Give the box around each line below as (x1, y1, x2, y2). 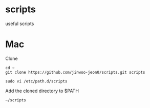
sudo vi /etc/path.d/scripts (5, 78, 68, 84)
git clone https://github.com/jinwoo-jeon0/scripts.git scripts (5, 70, 145, 75)
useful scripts (5, 20, 34, 27)
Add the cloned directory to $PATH (5, 88, 79, 94)
